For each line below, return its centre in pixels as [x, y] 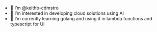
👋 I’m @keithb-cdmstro [34, 8]
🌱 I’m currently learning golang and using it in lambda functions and [81, 19]
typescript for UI [27, 24]
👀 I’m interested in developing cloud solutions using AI [67, 13]
